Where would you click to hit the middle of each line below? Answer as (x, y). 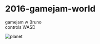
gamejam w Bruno (23, 22)
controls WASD (20, 27)
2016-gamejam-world (50, 9)
